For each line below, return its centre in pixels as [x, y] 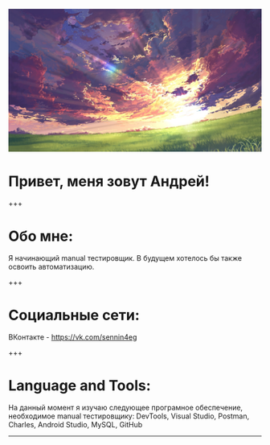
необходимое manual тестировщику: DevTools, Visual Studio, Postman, [129, 416]
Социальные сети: [74, 315]
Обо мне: [41, 236]
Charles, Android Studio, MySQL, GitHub [76, 425]
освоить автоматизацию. [51, 267]
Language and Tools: [80, 385]
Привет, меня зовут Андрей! [109, 181]
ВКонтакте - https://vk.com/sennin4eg [73, 337]
